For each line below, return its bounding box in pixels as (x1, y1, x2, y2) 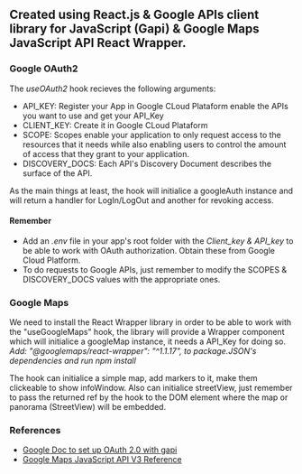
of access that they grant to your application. (22, 148, 190, 159)
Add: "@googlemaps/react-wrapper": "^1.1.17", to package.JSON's (9, 346, 257, 357)
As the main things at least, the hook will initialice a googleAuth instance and (9, 185, 294, 196)
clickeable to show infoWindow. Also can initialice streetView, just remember (9, 383, 293, 394)
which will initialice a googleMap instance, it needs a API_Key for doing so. (9, 336, 287, 347)
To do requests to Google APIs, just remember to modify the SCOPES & (22, 264, 288, 274)
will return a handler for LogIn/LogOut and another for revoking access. (9, 194, 274, 206)
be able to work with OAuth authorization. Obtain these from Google (22, 245, 275, 256)
